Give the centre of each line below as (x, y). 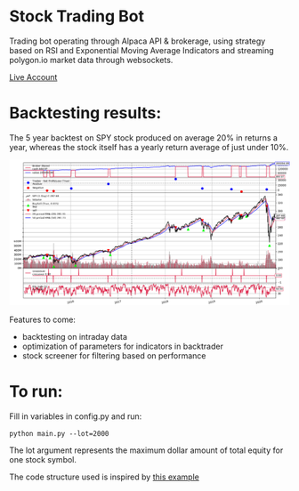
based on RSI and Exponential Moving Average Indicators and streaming (141, 50)
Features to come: (42, 320)
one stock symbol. (43, 460)
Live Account (33, 76)
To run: (36, 392)
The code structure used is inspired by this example (105, 477)
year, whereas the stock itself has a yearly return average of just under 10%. (149, 147)
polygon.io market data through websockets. (91, 60)
